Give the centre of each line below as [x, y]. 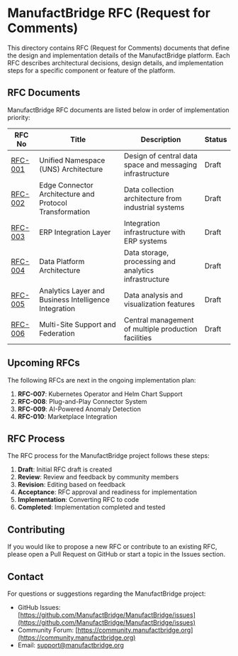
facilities [138, 337]
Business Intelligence [74, 300]
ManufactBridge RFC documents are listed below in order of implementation [118, 110]
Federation [57, 333]
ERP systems [146, 241]
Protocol [53, 202]
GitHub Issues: [39, 607]
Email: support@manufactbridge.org [70, 645]
